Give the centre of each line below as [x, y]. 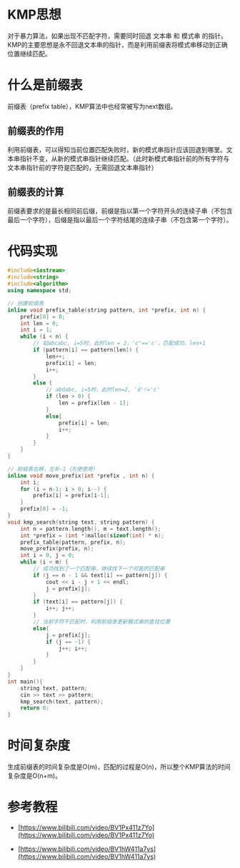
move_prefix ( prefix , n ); [57, 549]
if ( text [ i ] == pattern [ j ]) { [78, 602]
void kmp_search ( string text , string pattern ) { [81, 522]
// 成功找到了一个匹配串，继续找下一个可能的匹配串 [99, 569]
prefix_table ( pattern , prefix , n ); [73, 542]
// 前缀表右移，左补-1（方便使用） [53, 469]
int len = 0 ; [40, 323]
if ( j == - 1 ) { [68, 642]
